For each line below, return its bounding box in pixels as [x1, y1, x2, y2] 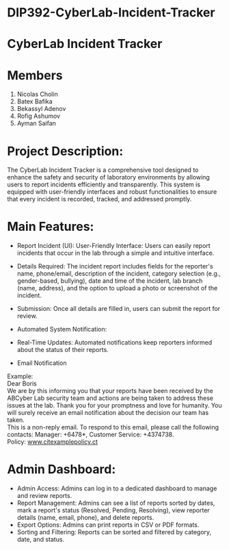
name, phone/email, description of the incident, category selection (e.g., [16, 269, 221, 278]
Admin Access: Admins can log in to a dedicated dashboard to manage [16, 484, 217, 492]
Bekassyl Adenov [16, 105, 66, 113]
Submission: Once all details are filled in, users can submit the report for [16, 305, 221, 313]
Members [7, 67, 63, 83]
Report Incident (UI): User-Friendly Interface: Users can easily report [16, 242, 211, 250]
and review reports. [16, 492, 72, 500]
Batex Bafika [16, 97, 53, 105]
